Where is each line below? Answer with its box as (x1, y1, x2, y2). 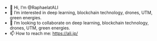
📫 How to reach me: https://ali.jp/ (9, 30, 78, 36)
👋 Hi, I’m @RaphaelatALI (9, 5, 59, 10)
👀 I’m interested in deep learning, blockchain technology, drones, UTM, (9, 10, 153, 15)
